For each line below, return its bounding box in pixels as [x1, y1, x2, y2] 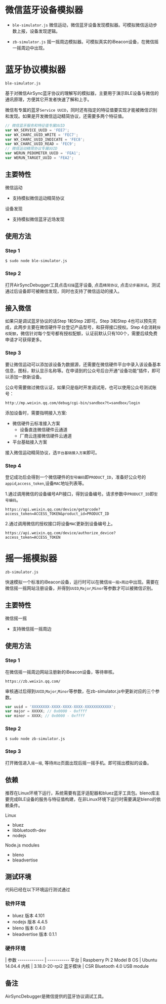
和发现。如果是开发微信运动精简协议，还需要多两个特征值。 [5, 113, 126, 119]
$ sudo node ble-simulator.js [5, 259, 68, 264]
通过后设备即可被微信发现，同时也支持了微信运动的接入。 [5, 288, 122, 294]
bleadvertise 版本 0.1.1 [12, 931, 57, 937]
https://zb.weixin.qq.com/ [5, 679, 61, 684]
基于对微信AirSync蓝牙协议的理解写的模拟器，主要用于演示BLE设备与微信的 [5, 90, 159, 96]
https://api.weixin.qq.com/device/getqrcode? [5, 507, 100, 512]
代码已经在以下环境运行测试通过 [5, 887, 70, 893]
